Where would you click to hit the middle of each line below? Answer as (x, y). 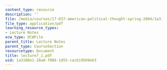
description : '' (22, 14)
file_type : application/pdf (34, 23)
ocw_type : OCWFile (24, 37)
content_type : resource (30, 10)
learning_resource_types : (32, 28)
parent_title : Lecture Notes (35, 42)
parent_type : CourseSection (34, 46)
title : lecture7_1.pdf (29, 55)
